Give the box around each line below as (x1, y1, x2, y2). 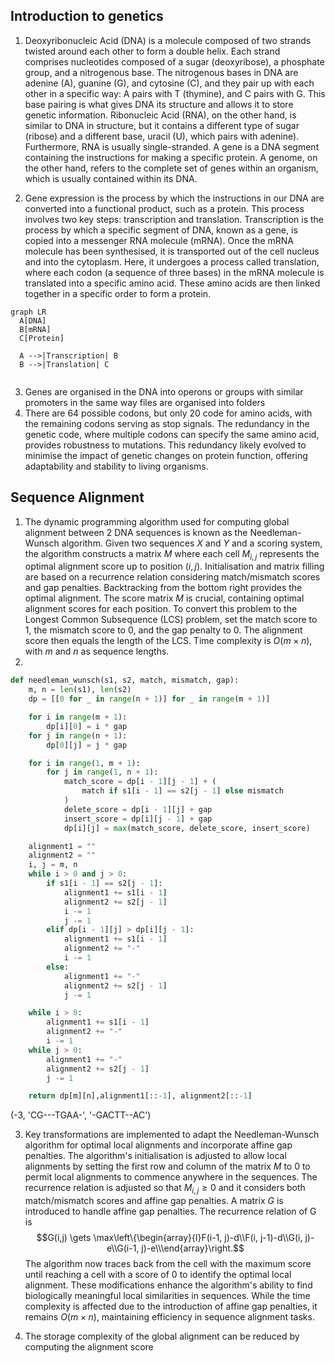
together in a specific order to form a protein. (24, 287, 212, 299)
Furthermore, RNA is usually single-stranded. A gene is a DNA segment (24, 140, 320, 153)
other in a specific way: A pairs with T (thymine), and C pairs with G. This (24, 87, 326, 99)
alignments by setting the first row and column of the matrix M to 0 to (24, 1160, 311, 1173)
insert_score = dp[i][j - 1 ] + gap (63, 814, 213, 824)
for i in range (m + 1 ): (28, 712, 128, 723)
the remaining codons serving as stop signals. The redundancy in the (24, 417, 310, 429)
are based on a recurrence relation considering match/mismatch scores (24, 571, 321, 583)
